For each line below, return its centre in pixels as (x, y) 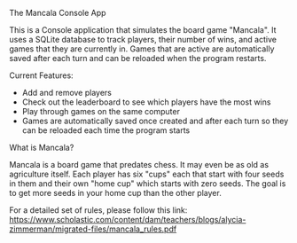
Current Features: (41, 75)
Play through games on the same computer (101, 111)
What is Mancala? (42, 147)
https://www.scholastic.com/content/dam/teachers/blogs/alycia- (128, 219)
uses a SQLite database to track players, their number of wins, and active (143, 39)
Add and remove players (67, 93)
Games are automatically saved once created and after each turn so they (155, 121)
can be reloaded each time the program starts (106, 130)
